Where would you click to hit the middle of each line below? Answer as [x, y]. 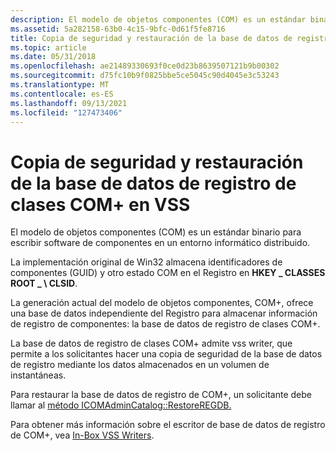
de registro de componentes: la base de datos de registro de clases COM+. [165, 324]
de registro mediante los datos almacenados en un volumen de [140, 365]
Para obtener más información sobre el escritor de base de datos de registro [168, 425]
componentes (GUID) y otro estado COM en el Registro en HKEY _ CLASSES [168, 273]
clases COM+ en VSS [100, 204]
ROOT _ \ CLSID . [44, 283]
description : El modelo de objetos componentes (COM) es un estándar [158, 19]
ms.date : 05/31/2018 [53, 57]
